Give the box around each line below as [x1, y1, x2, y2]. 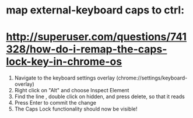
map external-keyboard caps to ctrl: [6, 4, 185, 17]
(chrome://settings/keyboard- [116, 74, 188, 82]
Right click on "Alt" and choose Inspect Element [14, 87, 129, 94]
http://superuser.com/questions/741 [6, 30, 187, 44]
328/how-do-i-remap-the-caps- [6, 43, 167, 56]
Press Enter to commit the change [14, 99, 96, 106]
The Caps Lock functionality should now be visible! [14, 106, 138, 113]
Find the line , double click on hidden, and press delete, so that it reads [14, 93, 185, 100]
